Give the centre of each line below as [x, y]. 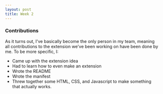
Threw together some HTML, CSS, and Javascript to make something [82, 81]
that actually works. [32, 86]
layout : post [18, 9]
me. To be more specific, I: [32, 52]
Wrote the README [31, 71]
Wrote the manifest [31, 76]
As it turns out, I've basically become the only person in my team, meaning [80, 41]
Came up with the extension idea [45, 61]
